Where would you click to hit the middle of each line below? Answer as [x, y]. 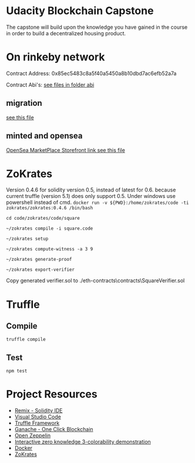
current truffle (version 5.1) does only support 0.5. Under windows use [91, 196]
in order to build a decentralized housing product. [66, 33]
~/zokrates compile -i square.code [50, 229]
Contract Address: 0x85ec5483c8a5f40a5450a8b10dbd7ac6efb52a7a [91, 73]
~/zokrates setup [27, 239]
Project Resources [52, 394]
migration [24, 103]
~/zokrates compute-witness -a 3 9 [50, 249]
